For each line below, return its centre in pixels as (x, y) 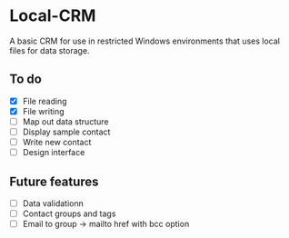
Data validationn (53, 203)
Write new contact (57, 142)
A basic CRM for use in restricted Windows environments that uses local (144, 41)
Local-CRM (53, 16)
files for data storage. (50, 50)
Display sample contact (66, 132)
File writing (44, 111)
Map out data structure (65, 121)
